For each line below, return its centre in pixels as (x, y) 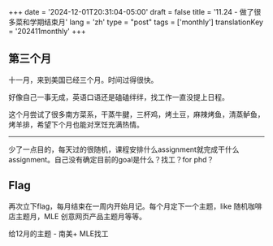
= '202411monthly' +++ (48, 31)
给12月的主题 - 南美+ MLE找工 (58, 233)
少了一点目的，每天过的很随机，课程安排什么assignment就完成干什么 (124, 149)
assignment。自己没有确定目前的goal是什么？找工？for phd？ (111, 159)
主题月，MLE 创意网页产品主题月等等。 (80, 216)
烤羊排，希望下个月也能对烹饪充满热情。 (76, 124)
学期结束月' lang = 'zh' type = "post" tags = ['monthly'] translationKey (147, 22)
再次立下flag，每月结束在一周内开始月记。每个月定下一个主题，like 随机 (128, 206)
